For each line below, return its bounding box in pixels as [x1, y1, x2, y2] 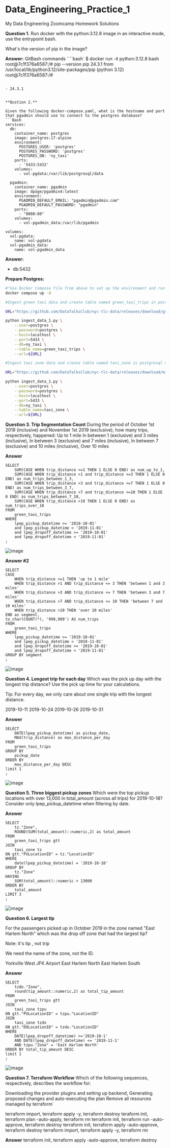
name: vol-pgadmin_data [14, 247, 65, 252]
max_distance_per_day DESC [14, 762, 72, 767]
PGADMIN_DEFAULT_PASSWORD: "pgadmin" [18, 202, 99, 207]
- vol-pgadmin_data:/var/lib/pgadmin [18, 220, 99, 225]
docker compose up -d [5, 290, 51, 296]
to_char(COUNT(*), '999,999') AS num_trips [5, 617, 99, 622]
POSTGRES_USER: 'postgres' [18, 144, 76, 149]
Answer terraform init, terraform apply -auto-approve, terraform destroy [5, 1137, 157, 1143]
